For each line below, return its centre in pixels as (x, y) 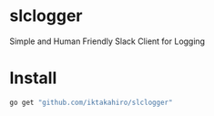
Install (33, 78)
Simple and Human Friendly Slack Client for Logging (107, 41)
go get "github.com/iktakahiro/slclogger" (91, 102)
